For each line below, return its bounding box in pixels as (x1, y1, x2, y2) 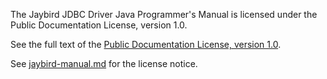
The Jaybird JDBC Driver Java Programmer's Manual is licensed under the (10, 9, 318, 20)
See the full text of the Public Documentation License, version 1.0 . (10, 39, 282, 50)
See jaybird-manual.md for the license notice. (10, 58, 198, 69)
